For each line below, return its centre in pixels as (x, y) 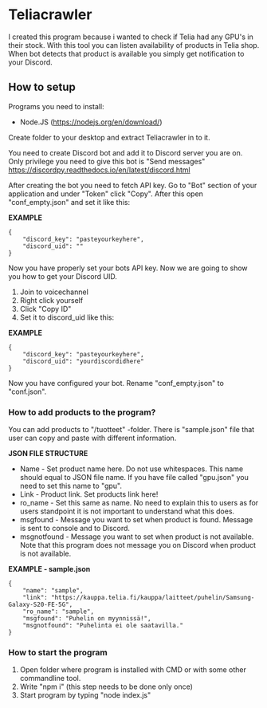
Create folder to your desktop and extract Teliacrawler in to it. (109, 137)
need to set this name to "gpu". (71, 486)
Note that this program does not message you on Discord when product (138, 545)
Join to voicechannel (54, 292)
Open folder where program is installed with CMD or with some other (133, 670)
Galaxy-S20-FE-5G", (41, 605)
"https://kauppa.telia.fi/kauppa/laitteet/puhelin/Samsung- (153, 598)
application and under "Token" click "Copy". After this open (106, 194)
